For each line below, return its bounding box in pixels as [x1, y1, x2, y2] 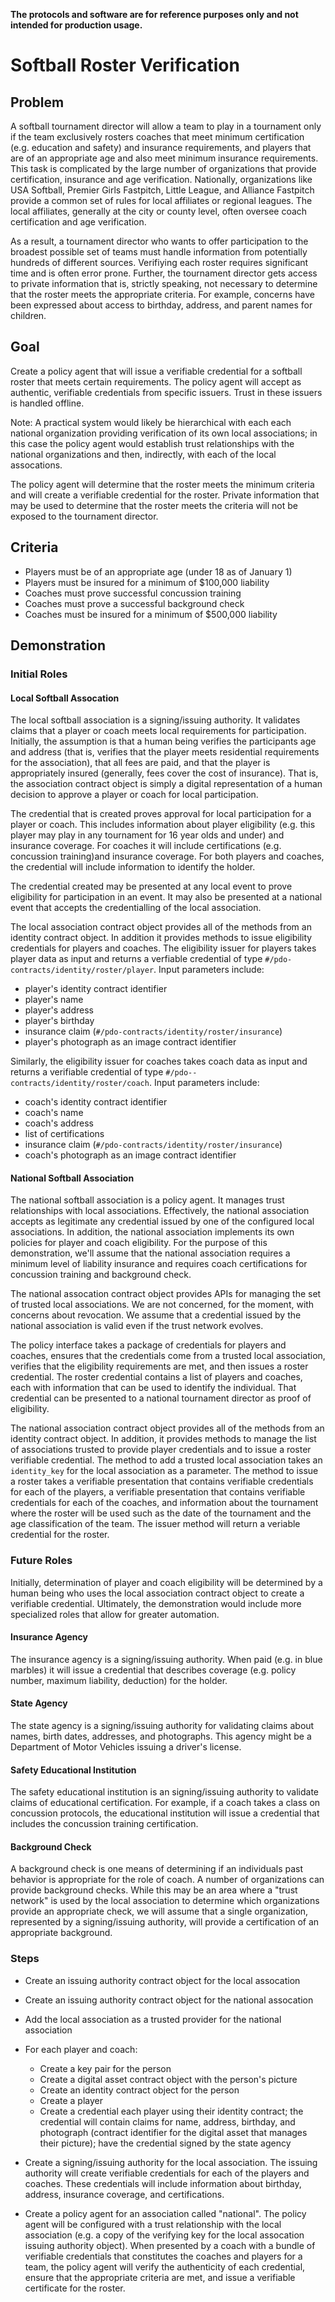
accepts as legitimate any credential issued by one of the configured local [10, 1215, 315, 1228]
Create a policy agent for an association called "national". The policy [24, 2207, 307, 2219]
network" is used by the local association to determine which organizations [10, 1895, 320, 1907]
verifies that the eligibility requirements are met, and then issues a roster [10, 1360, 309, 1373]
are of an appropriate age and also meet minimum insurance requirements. [10, 152, 319, 164]
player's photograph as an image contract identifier [24, 1036, 237, 1048]
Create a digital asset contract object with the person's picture [39, 2073, 298, 2085]
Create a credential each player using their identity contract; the [39, 2105, 304, 2117]
